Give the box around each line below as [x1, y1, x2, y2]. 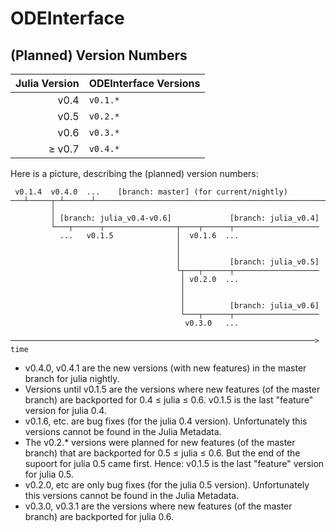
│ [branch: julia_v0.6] [180, 301, 320, 311]
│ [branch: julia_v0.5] [175, 257, 320, 267]
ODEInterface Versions [88, 77, 201, 90]
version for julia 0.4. [24, 405, 107, 416]
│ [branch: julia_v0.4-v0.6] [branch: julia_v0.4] [50, 213, 320, 223]
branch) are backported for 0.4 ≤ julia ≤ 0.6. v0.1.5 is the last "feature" [24, 394, 314, 406]
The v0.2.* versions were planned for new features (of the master [24, 437, 296, 448]
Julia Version [15, 77, 80, 90]
